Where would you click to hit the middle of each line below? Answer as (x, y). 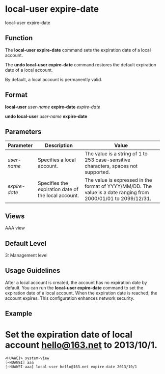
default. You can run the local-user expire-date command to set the (74, 288)
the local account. (58, 196)
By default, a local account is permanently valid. (54, 79)
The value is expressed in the (118, 180)
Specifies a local (57, 160)
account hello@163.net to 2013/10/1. (81, 345)
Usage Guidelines (33, 271)
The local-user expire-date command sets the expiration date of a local (78, 50)
